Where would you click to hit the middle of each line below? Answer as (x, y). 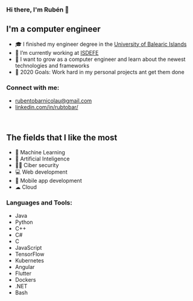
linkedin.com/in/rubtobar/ (46, 107)
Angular (25, 267)
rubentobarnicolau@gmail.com (53, 101)
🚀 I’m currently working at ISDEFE (57, 52)
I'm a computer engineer (53, 29)
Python (24, 222)
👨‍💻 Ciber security (37, 165)
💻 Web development (41, 172)
